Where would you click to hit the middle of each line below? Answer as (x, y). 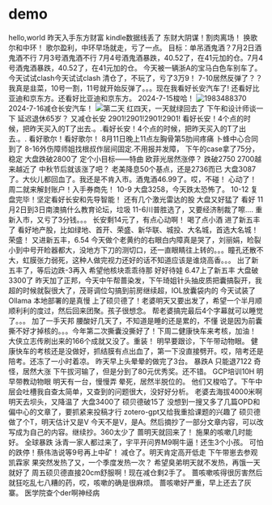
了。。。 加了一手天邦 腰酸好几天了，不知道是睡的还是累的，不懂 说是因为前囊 (136, 320)
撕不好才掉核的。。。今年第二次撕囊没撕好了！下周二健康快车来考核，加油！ (132, 331)
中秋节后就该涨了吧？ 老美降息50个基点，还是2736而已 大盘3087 (147, 169)
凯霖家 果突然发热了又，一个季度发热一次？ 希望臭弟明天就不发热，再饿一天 (134, 462)
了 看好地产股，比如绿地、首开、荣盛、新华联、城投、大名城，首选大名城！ (134, 229)
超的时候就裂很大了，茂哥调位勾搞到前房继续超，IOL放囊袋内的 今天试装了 (132, 290)
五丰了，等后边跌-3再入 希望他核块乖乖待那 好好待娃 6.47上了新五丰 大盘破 (134, 270)
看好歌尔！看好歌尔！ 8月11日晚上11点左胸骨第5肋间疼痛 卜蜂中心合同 (144, 138)
